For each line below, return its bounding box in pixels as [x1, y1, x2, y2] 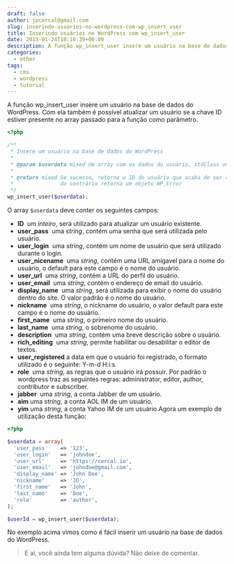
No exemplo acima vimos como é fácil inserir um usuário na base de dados [7, 528, 223, 537]
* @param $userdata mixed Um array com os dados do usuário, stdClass [10, 161, 219, 168]
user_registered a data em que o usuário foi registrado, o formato [17, 353, 208, 361]
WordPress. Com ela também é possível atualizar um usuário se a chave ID [7, 108, 222, 116]
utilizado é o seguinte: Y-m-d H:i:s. [17, 360, 117, 368]
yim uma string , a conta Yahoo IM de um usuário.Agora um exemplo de [17, 405, 222, 413]
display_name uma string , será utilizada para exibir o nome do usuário [17, 287, 221, 294]
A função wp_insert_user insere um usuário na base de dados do [7, 100, 194, 109]
